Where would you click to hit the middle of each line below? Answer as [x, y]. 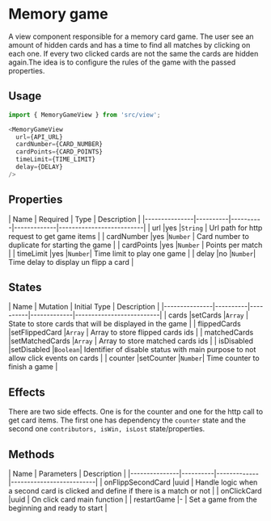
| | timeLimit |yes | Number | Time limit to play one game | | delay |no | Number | [132, 253]
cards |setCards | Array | [209, 315]
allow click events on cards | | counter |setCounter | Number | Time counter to [134, 358]
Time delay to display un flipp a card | [71, 262]
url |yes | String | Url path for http [207, 228]
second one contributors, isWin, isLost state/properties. [107, 429]
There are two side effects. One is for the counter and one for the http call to [136, 412]
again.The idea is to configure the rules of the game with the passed [122, 62]
